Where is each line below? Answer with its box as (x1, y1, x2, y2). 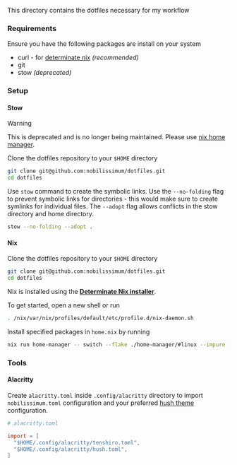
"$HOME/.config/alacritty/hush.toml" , (13, 445, 128, 453)
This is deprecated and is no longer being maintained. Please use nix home (7, 133, 226, 141)
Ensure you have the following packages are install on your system (7, 40, 202, 48)
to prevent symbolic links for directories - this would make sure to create (7, 194, 219, 204)
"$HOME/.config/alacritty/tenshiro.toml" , (13, 439, 140, 446)
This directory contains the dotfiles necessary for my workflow (7, 6, 190, 14)
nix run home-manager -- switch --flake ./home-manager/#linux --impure (7, 341, 226, 348)
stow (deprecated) (17, 69, 72, 77)
